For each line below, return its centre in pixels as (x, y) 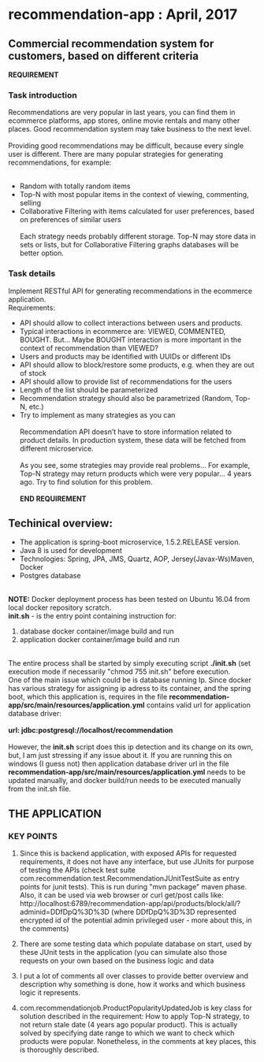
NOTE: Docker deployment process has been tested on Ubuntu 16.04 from (129, 600)
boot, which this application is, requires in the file (88, 697)
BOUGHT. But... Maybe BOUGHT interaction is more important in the (130, 340)
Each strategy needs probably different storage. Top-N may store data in (138, 236)
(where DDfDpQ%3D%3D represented (174, 912)
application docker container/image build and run (99, 640)
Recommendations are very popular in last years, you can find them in (122, 113)
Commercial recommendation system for (111, 44)
